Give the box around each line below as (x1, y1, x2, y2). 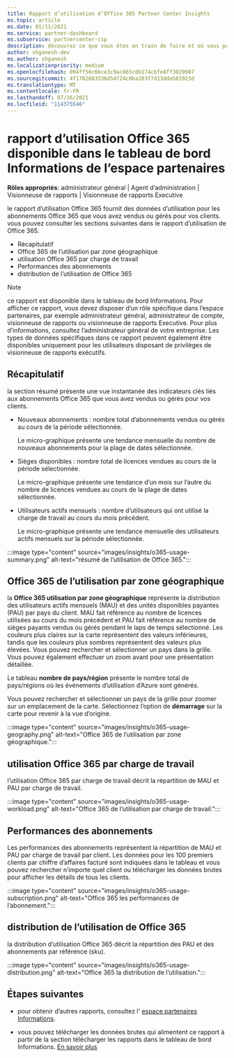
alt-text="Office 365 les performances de (60, 894, 180, 902)
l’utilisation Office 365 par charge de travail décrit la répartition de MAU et (7, 777, 219, 785)
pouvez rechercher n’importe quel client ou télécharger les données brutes (7, 866, 223, 874)
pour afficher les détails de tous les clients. (7, 873, 131, 881)
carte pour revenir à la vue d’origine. (7, 709, 111, 718)
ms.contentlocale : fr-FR (7, 88, 79, 95)
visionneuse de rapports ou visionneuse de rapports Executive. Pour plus (7, 318, 217, 327)
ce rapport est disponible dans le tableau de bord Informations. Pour (7, 297, 204, 305)
